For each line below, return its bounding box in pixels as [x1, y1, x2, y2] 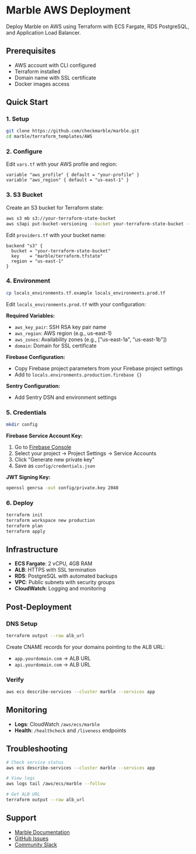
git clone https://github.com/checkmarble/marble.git [6, 128, 140, 134]
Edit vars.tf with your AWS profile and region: [6, 160, 118, 168]
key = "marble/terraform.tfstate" [11, 253, 103, 259]
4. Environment [6, 276, 51, 285]
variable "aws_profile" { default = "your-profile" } [6, 172, 140, 178]
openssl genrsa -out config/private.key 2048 [6, 484, 118, 491]
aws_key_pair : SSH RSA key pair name [14, 323, 107, 330]
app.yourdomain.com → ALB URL [14, 654, 91, 662]
